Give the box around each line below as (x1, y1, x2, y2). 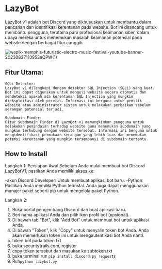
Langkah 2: (5, 197, 28, 203)
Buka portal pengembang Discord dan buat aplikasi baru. (12, 206, 126, 212)
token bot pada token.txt (12, 237, 62, 243)
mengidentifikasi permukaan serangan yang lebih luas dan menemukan (5, 132, 146, 137)
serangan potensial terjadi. (5, 107, 64, 112)
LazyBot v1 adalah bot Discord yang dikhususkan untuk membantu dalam (5, 19, 151, 25)
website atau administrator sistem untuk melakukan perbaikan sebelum (5, 103, 151, 108)
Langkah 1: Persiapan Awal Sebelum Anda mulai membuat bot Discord (5, 162, 145, 168)
